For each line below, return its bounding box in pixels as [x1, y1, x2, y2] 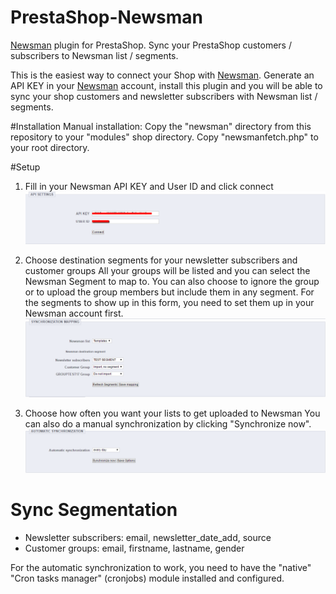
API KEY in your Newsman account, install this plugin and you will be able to [10, 79, 323, 91]
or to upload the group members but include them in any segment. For [24, 286, 315, 298]
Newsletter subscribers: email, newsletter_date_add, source [24, 531, 272, 543]
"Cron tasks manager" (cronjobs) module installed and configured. [10, 572, 285, 584]
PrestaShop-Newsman [10, 6, 203, 29]
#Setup [10, 161, 41, 173]
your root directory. [10, 141, 90, 153]
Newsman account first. [24, 307, 124, 319]
